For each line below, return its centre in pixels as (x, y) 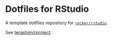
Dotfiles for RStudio (47, 9)
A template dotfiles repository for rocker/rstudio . (57, 23)
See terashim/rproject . (29, 32)
